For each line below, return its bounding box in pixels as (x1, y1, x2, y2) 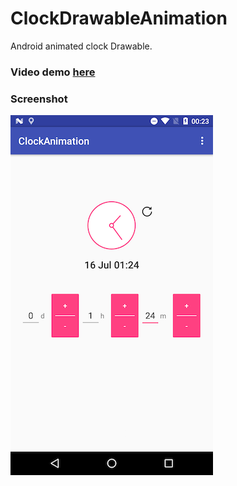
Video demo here (10, 65, 96, 79)
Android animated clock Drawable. (10, 40, 153, 52)
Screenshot (10, 92, 68, 106)
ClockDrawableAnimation (10, 7, 228, 30)
